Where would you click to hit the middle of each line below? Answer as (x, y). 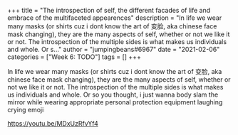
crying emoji (26, 110)
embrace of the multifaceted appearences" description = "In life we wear (115, 18)
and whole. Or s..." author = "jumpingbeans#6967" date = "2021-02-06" (114, 49)
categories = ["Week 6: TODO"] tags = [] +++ (74, 57)
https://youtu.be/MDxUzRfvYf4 (53, 123)
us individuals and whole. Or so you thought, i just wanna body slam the (113, 94)
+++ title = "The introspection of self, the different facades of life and (109, 10)
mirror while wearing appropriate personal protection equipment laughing (115, 102)
